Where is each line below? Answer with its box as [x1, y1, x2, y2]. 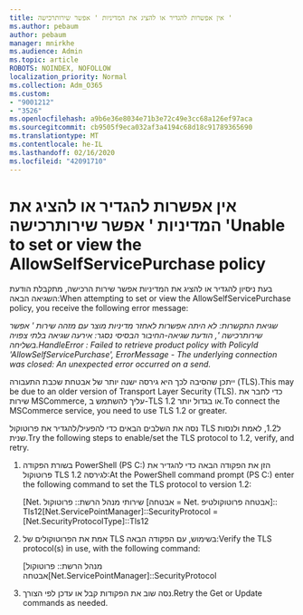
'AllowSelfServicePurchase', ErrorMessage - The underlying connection [9, 349, 278, 360]
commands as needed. [22, 598, 109, 609]
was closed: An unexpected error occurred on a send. [9, 359, 211, 370]
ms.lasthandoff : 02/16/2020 [9, 148, 116, 157]
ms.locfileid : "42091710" [9, 156, 107, 166]
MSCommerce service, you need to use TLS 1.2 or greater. [9, 405, 228, 416]
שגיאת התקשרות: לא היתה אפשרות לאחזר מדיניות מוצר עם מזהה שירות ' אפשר [9, 320, 279, 331]
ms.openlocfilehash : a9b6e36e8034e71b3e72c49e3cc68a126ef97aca [9, 114, 253, 123]
